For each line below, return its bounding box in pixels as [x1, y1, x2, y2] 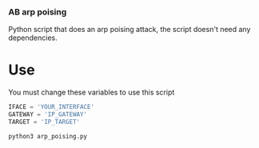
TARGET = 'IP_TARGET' [8, 118, 81, 126]
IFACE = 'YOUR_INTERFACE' [8, 103, 94, 111]
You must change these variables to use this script [8, 87, 175, 98]
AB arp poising [8, 6, 67, 18]
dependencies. [8, 33, 58, 42]
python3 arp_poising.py [8, 132, 88, 140]
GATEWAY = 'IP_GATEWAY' [8, 110, 88, 118]
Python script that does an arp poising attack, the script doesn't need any [8, 25, 251, 34]
